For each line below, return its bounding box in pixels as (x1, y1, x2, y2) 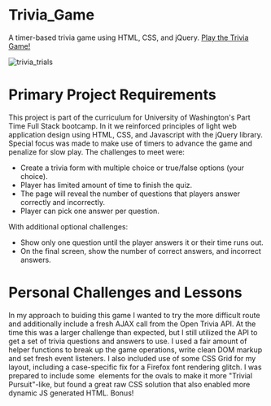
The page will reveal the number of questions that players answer (20, 189, 241, 199)
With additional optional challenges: (8, 221, 129, 231)
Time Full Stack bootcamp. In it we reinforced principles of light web (8, 120, 238, 131)
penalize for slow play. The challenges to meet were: (8, 146, 186, 156)
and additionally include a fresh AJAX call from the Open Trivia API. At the (8, 319, 256, 329)
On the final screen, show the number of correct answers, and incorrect (20, 246, 262, 255)
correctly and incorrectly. (20, 197, 106, 207)
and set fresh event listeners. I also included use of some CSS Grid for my (8, 353, 256, 363)
